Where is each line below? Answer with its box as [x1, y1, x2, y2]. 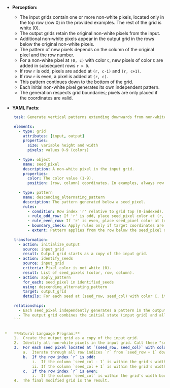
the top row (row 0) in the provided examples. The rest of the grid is [19, 20, 162, 25]
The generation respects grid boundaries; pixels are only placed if [19, 90, 158, 95]
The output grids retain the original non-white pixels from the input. [19, 30, 160, 36]
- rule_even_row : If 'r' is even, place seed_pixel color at [27, 218, 159, 224]
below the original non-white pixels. [19, 41, 95, 47]
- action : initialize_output [18, 242, 80, 247]
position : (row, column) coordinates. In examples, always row [27, 181, 164, 186]
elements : [14, 124, 35, 129]
